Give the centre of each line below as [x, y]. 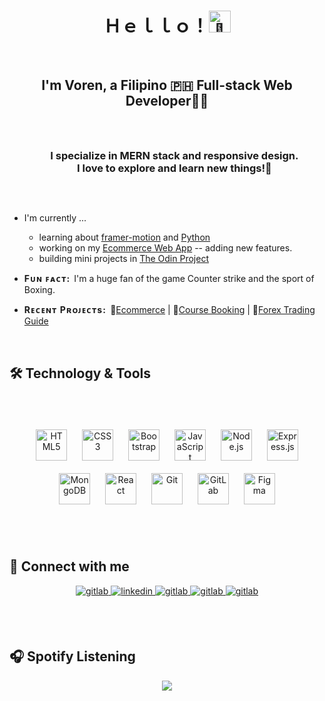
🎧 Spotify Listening [72, 656]
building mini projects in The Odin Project [123, 259]
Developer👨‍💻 [167, 100]
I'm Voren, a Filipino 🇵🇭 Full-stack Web [167, 85]
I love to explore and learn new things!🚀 [174, 168]
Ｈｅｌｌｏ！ [156, 26]
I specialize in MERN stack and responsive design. [174, 155]
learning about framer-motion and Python [124, 237]
